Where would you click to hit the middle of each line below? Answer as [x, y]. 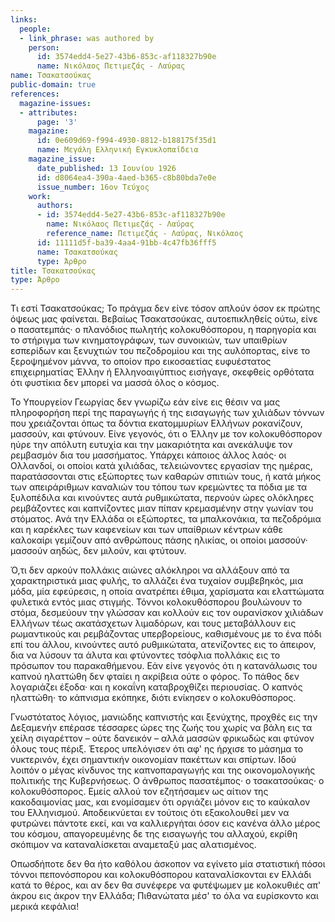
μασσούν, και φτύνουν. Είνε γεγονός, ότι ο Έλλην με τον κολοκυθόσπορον [166, 434]
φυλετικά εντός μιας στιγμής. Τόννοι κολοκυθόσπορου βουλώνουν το [156, 602]
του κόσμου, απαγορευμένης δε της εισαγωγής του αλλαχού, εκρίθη [154, 834]
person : [44, 47]
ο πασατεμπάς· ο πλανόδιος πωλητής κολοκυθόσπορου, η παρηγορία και [163, 330]
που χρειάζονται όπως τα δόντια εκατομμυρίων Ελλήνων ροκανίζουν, [156, 423]
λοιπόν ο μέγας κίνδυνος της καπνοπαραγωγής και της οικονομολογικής [163, 770]
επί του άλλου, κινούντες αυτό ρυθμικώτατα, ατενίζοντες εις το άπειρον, [163, 645]
